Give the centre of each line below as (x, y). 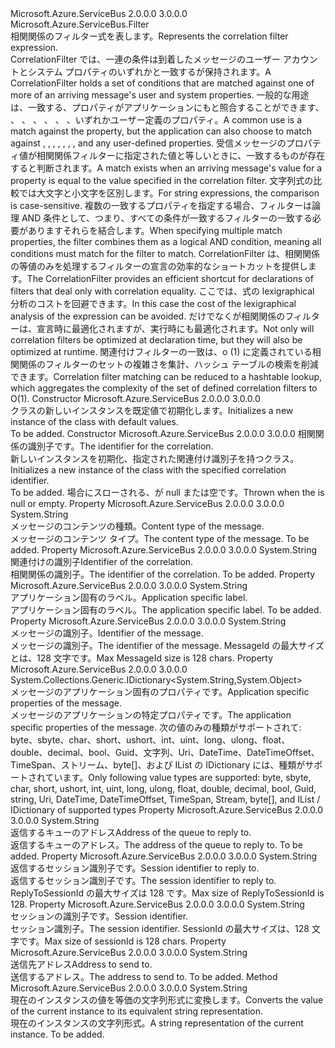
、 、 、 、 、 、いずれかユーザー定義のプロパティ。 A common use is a (156, 120)
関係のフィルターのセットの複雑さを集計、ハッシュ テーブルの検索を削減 (168, 364)
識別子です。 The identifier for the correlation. (120, 446)
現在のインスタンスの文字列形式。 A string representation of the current (157, 1023)
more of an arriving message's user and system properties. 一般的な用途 (160, 95)
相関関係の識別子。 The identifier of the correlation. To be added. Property (163, 574)
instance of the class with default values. (94, 421)
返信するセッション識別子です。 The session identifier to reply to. (143, 880)
